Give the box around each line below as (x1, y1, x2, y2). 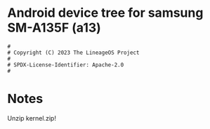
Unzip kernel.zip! (7, 114, 56, 122)
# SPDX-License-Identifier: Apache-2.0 (7, 61, 124, 68)
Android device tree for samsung (7, 5, 204, 21)
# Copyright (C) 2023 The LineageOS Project (7, 49, 140, 56)
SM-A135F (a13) (7, 20, 102, 36)
